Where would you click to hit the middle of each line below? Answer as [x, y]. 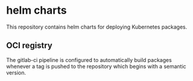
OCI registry [29, 46]
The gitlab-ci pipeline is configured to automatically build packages [89, 60]
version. [16, 73]
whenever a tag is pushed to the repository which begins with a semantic [96, 66]
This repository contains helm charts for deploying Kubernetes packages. [97, 27]
